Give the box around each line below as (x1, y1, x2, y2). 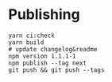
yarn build (8, 38, 44, 47)
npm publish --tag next (8, 59, 87, 67)
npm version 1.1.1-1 (8, 52, 77, 60)
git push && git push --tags (8, 65, 105, 74)
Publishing (8, 6, 81, 24)
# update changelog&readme (8, 45, 98, 53)
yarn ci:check (8, 32, 56, 39)
